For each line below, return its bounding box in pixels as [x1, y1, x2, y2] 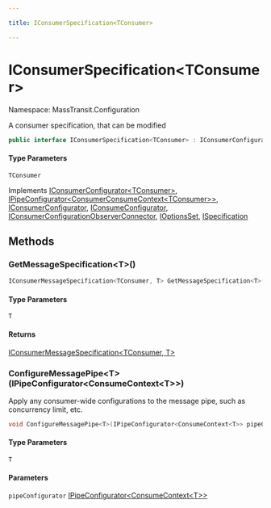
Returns [8, 330, 36, 339]
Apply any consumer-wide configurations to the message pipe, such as [8, 396, 246, 405]
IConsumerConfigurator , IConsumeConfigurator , [8, 203, 169, 212]
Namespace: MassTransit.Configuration [8, 104, 140, 114]
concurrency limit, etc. [8, 405, 83, 414]
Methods [8, 235, 55, 249]
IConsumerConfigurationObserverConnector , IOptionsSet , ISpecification [8, 211, 248, 220]
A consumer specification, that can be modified [8, 120, 167, 130]
